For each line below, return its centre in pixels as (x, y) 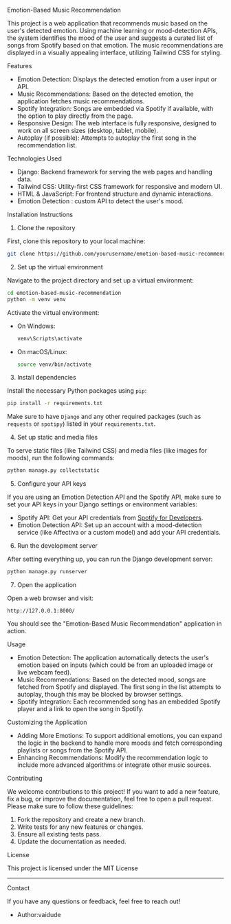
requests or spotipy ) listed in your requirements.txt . (81, 424)
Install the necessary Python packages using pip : (77, 391)
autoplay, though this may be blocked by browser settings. (100, 694)
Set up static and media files (57, 438)
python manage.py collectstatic (53, 471)
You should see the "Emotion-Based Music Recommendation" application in (114, 624)
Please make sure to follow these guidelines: (70, 806)
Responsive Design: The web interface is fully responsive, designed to (117, 123)
